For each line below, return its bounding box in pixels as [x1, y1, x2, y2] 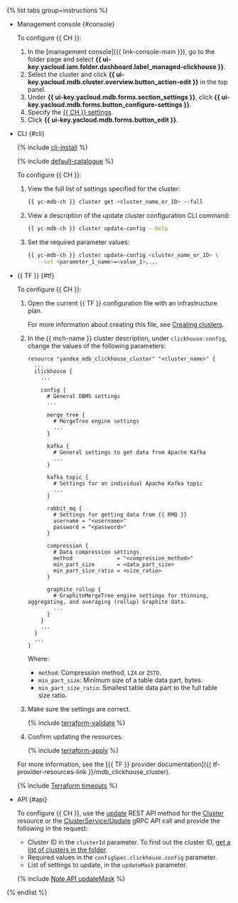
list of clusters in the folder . [27, 845, 108, 854]
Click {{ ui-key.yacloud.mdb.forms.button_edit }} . [27, 115, 178, 124]
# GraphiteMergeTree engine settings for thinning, [53, 592, 210, 599]
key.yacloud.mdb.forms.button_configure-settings [27, 100, 183, 109]
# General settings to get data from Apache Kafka [53, 449, 207, 456]
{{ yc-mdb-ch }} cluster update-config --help [27, 224, 168, 232]
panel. [27, 85, 47, 93]
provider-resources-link [16, 767, 87, 776]
